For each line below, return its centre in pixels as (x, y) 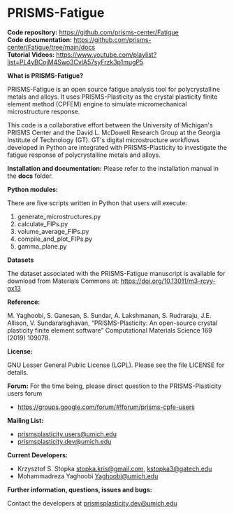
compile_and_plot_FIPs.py (55, 239)
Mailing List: (25, 420)
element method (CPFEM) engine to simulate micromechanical (97, 104)
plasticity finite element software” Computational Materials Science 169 (110, 330)
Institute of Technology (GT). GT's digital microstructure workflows (104, 140)
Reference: (24, 302)
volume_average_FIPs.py (53, 231)
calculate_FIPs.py (43, 224)
